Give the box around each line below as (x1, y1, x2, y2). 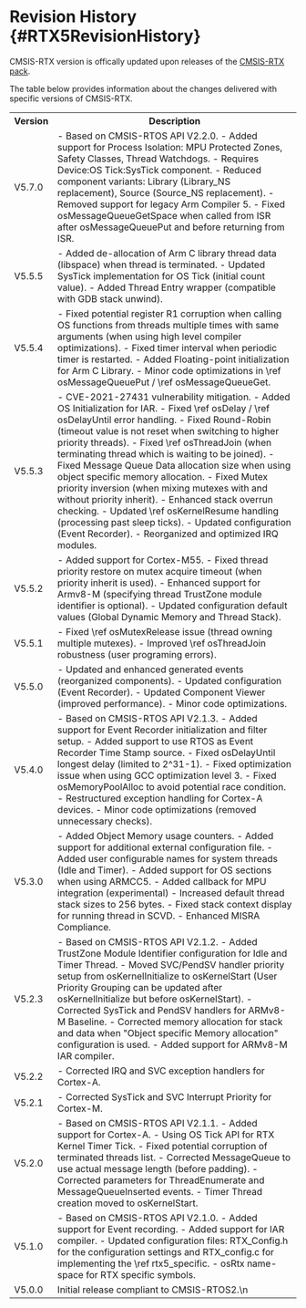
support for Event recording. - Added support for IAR (57, 1222, 285, 1235)
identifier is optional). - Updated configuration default (57, 599, 288, 612)
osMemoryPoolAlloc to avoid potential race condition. (57, 780, 287, 793)
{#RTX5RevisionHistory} (9, 26, 202, 47)
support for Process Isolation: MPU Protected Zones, (57, 140, 283, 153)
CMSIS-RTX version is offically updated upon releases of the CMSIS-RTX (9, 56, 285, 67)
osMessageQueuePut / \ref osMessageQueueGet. (57, 376, 271, 389)
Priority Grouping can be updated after (57, 981, 223, 993)
